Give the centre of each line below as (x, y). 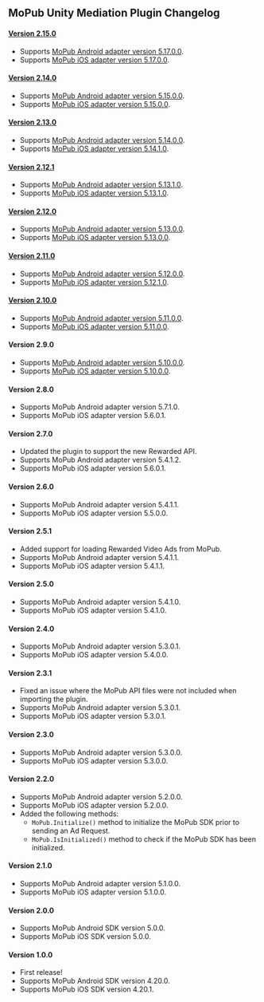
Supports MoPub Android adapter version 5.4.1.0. (100, 602)
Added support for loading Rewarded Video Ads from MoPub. (121, 549)
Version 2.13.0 (33, 122)
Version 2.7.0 (31, 433)
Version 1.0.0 (31, 955)
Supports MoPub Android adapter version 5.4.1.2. (100, 460)
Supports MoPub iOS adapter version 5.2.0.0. (94, 805)
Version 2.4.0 (31, 629)
